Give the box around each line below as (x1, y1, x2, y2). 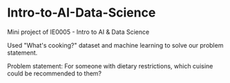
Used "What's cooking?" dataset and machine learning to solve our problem (7, 41, 224, 49)
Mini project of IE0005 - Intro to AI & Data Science (7, 28, 150, 36)
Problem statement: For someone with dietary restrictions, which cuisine (7, 62, 213, 70)
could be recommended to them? (7, 69, 102, 77)
